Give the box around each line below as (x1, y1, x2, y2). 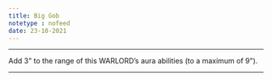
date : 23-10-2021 (8, 26, 67, 34)
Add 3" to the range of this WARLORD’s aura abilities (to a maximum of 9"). (8, 56, 258, 66)
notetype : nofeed (8, 19, 70, 27)
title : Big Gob (8, 11, 60, 20)
